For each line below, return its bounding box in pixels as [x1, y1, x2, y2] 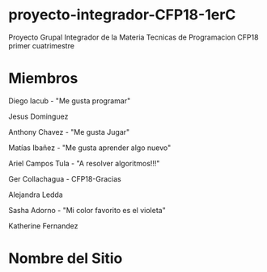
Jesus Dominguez [8, 111, 69, 121]
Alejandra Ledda [8, 190, 63, 199]
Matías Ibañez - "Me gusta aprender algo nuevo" [8, 143, 172, 153]
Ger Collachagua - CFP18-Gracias [8, 174, 121, 183]
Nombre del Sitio [8, 249, 123, 268]
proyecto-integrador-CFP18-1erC [8, 6, 236, 24]
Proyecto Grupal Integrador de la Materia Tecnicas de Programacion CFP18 [8, 32, 259, 42]
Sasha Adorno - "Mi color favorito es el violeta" [8, 205, 166, 215]
